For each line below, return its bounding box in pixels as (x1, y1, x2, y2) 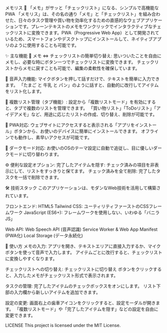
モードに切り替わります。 (9, 152, 62, 157)
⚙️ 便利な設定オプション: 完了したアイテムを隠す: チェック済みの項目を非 (5, 162, 155, 167)
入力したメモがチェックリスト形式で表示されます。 (13, 273, 119, 278)
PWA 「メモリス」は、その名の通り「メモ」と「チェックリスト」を (5, 11, 143, 17)
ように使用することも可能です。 (13, 42, 79, 48)
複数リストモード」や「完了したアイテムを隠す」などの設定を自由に (19, 306, 159, 312)
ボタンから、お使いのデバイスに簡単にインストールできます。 (13, 128, 140, 134)
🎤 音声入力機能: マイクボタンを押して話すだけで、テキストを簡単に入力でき (5, 76, 160, 82)
